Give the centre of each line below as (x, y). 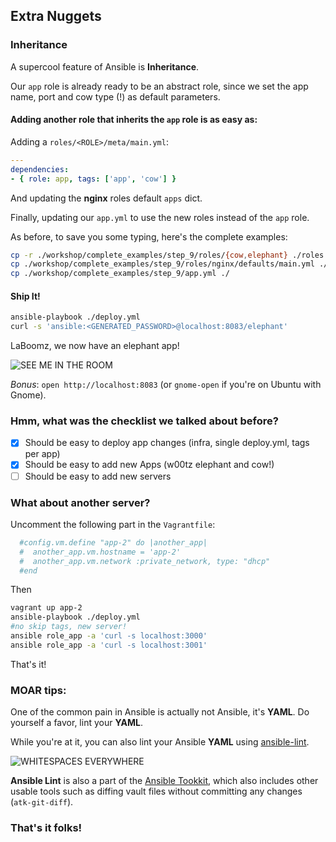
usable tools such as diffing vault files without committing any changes (156, 791)
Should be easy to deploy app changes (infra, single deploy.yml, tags (167, 443)
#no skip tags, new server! (69, 627)
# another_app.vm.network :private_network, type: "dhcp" (145, 561)
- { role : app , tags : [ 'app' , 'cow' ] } (93, 179)
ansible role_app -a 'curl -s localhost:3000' (109, 636)
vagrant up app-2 (46, 608)
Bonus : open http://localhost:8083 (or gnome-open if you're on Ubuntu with (166, 385)
